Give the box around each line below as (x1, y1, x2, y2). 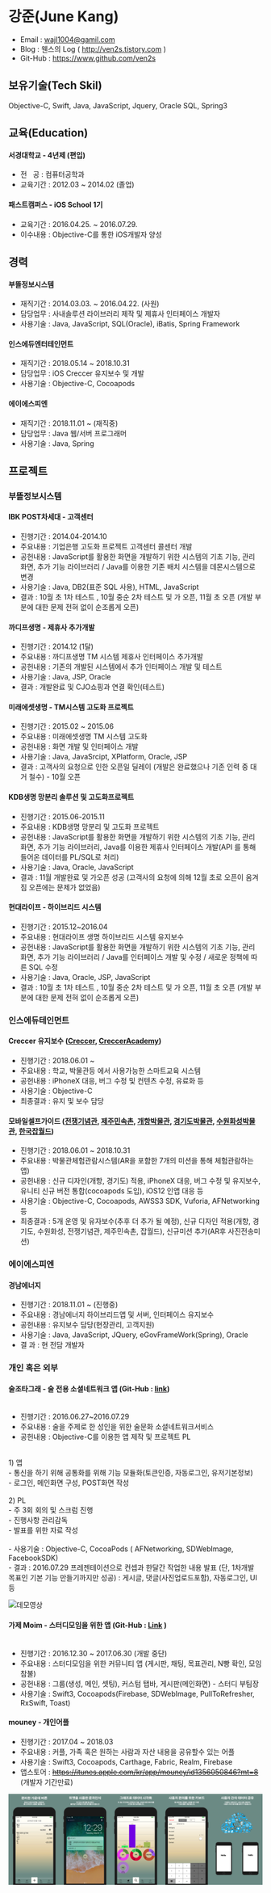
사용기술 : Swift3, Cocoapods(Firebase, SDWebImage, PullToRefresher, (19, 1689, 256, 1698)
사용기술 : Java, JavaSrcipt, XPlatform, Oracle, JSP (19, 752, 188, 762)
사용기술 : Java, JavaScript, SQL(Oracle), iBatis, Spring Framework (19, 319, 240, 329)
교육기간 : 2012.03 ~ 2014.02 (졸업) (19, 179, 135, 190)
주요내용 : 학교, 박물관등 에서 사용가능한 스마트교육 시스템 (19, 1066, 202, 1075)
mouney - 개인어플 (8, 1718, 70, 1727)
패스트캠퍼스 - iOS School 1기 (8, 200, 103, 209)
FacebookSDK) (8, 1553, 59, 1563)
